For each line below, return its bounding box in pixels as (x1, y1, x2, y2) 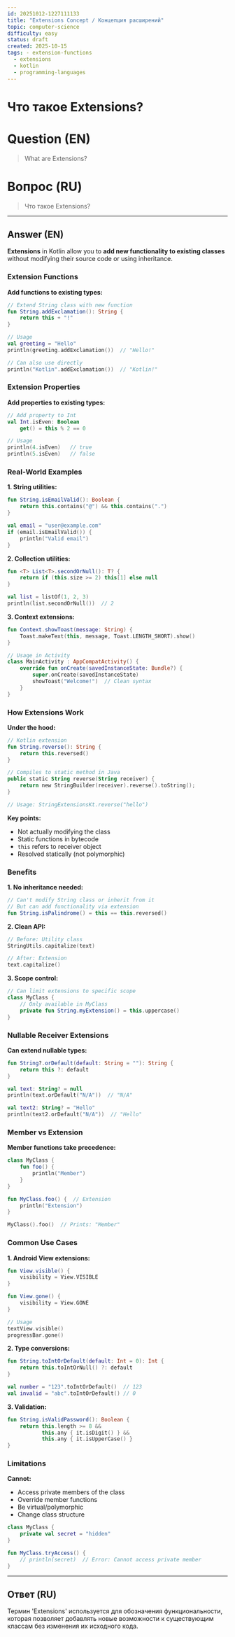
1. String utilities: (7, 483, 57, 491)
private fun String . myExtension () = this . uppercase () (20, 1007, 180, 1014)
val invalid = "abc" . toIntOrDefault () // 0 (7, 1390, 136, 1397)
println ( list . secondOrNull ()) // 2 (7, 600, 114, 607)
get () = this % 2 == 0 (20, 425, 86, 432)
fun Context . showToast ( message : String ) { (7, 626, 133, 633)
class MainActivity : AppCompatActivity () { (7, 659, 139, 666)
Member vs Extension (7, 1127, 83, 1137)
